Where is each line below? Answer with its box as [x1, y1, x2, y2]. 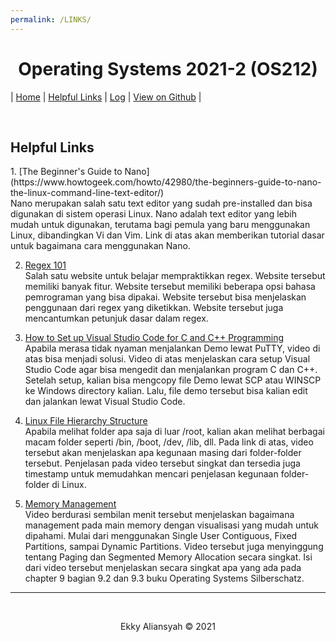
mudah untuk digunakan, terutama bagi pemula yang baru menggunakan [10, 219, 311, 231]
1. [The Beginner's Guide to [10, 166, 123, 178]
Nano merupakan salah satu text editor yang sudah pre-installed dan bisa [10, 197, 313, 210]
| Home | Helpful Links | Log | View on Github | [10, 91, 202, 103]
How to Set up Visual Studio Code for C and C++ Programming [24, 332, 285, 344]
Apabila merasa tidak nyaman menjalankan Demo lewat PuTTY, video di [24, 342, 321, 355]
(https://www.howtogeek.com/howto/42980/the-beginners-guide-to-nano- [10, 176, 322, 188]
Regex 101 [24, 259, 67, 271]
